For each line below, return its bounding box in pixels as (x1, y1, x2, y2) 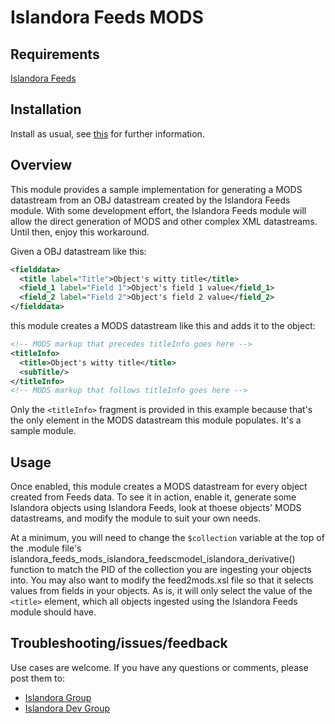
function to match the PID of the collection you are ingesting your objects (10, 564, 312, 576)
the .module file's (10, 542, 82, 555)
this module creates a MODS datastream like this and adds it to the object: (10, 320, 316, 331)
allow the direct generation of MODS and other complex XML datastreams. (10, 215, 318, 227)
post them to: (10, 672, 65, 684)
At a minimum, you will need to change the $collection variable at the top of (10, 532, 325, 544)
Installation (10, 101, 82, 118)
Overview (10, 157, 73, 174)
